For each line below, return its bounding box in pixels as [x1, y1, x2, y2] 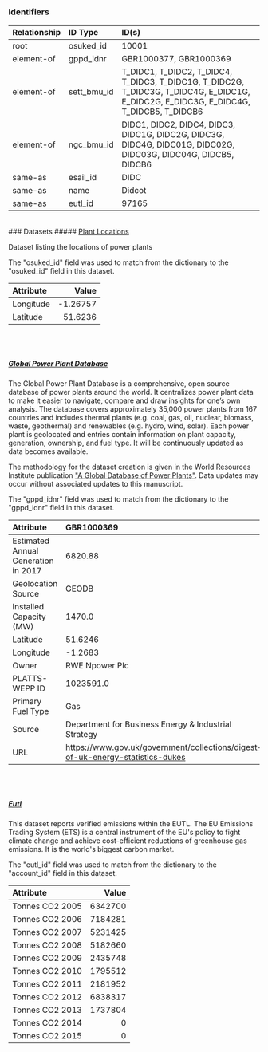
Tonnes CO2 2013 [12, 1004, 82, 1015]
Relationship [12, 27, 61, 38]
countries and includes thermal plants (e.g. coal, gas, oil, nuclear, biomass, [8, 413, 254, 423]
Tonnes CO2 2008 [12, 940, 82, 951]
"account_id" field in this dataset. [8, 869, 118, 878]
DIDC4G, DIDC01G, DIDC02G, [121, 139, 235, 150]
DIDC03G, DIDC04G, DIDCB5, [121, 149, 235, 160]
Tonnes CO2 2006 [12, 914, 82, 925]
